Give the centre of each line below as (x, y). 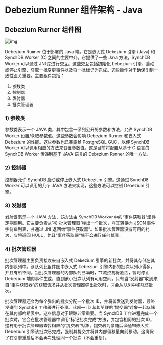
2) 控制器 (16, 168)
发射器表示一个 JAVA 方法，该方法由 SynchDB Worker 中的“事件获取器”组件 (81, 217)
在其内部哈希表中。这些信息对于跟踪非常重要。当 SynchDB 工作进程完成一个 (81, 313)
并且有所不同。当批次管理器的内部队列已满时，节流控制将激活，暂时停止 (77, 272)
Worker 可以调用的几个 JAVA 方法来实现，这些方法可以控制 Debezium (75, 185)
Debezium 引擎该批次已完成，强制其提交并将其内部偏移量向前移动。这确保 (80, 332)
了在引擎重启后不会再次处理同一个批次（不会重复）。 (57, 338)
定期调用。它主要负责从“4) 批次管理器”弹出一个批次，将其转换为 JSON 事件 (80, 223)
